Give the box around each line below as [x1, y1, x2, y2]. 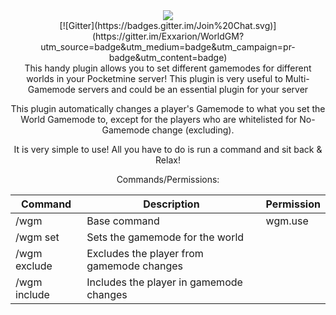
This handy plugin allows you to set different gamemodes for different [24, 62, 312, 74]
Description [143, 197, 200, 211]
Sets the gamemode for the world [86, 230, 245, 244]
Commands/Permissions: [116, 174, 220, 185]
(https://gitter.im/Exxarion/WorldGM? [91, 30, 245, 42]
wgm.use [265, 214, 309, 228]
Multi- [284, 73, 310, 84]
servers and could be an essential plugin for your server [77, 84, 309, 95]
